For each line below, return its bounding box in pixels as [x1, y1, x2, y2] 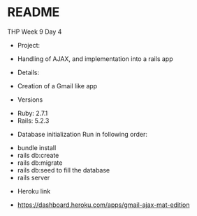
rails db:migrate [17, 158, 63, 167]
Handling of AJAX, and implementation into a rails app [17, 54, 173, 63]
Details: [17, 68, 40, 76]
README [7, 4, 60, 20]
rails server [17, 173, 50, 182]
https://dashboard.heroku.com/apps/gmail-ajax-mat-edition [17, 201, 190, 209]
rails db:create [17, 151, 59, 159]
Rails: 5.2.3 [17, 116, 50, 125]
